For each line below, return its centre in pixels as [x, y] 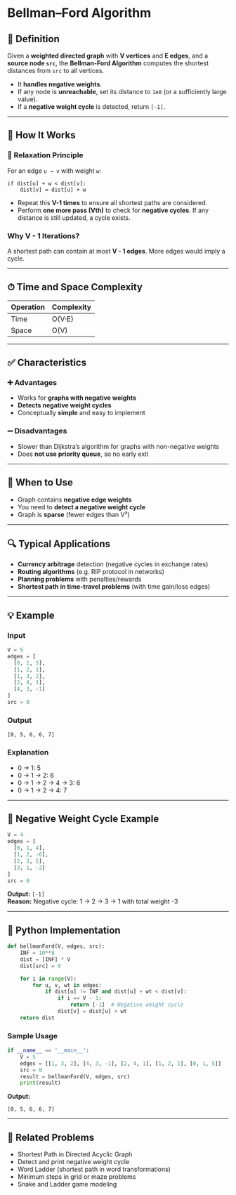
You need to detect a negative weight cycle [81, 507]
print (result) [40, 1083]
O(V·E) [63, 319]
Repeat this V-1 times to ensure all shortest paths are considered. [112, 202]
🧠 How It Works [41, 135]
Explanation [28, 752]
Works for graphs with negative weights [77, 398]
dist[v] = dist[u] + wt [92, 1012]
